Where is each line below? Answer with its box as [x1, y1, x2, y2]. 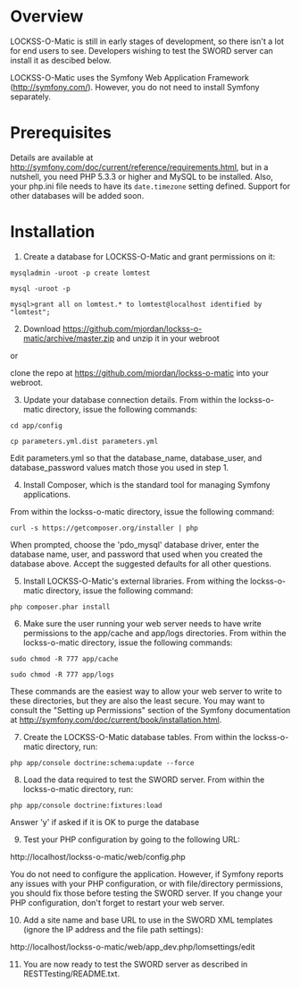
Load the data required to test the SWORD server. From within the [22, 774, 265, 785]
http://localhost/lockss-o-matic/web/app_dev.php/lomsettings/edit [10, 941, 255, 952]
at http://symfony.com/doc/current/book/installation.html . [10, 714, 222, 725]
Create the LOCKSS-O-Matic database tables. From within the [22, 731, 252, 742]
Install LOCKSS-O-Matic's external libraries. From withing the [22, 575, 249, 586]
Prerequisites [10, 123, 112, 143]
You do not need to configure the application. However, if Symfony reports [10, 868, 284, 879]
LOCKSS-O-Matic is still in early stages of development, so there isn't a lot [10, 36, 285, 47]
